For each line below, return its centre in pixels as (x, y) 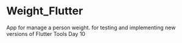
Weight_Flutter (45, 11)
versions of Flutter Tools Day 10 (46, 33)
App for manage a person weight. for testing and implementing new (91, 27)
